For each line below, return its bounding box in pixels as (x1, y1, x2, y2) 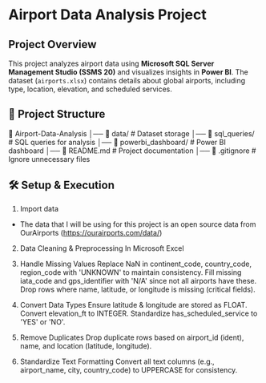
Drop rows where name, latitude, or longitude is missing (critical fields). (19, 284, 256, 294)
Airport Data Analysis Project (8, 6, 207, 24)
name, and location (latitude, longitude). (19, 341, 152, 350)
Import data (19, 204, 58, 213)
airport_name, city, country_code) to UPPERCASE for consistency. (19, 365, 238, 374)
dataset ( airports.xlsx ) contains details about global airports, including (8, 76, 246, 85)
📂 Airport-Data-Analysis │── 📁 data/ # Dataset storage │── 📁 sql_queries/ (8, 128, 255, 138)
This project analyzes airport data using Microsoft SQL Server (8, 58, 215, 68)
